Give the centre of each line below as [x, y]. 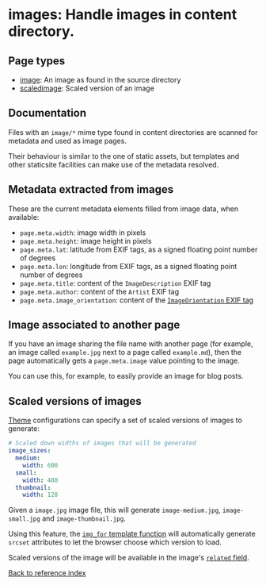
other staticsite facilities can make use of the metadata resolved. [114, 164]
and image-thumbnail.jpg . [84, 518]
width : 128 [40, 495]
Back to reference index [47, 573]
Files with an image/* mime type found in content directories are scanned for [133, 132]
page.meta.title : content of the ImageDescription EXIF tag [115, 283]
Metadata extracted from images [91, 189]
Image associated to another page [94, 325]
